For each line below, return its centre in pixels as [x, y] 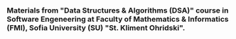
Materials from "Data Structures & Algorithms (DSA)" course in [118, 10]
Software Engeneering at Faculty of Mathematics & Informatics [118, 19]
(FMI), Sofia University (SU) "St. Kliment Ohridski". [96, 28]
